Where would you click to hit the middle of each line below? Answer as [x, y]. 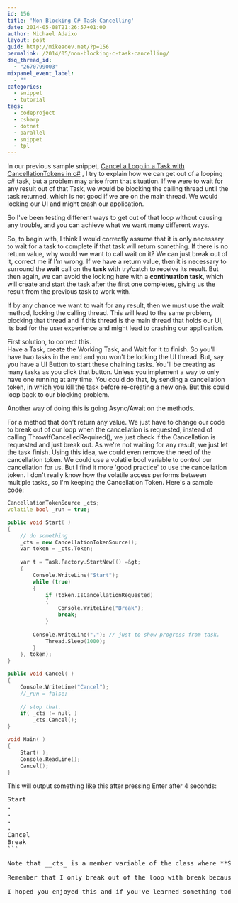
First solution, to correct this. [49, 342]
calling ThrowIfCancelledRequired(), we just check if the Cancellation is [112, 437]
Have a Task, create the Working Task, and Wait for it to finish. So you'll [112, 349]
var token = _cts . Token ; [57, 549]
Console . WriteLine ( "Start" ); [76, 575]
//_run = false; [44, 694]
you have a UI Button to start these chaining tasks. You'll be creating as [111, 365]
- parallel [30, 133]
